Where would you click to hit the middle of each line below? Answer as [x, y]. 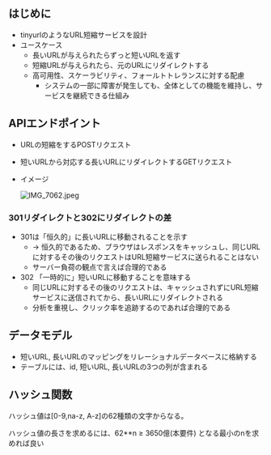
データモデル [40, 336]
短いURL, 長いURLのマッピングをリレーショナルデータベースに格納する [138, 356]
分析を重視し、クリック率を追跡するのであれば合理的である [131, 307]
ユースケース [41, 45]
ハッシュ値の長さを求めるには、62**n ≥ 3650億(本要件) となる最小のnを [130, 433]
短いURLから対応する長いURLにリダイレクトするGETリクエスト [126, 162]
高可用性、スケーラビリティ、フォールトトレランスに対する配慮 [138, 75]
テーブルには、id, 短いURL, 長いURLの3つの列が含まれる [114, 367]
